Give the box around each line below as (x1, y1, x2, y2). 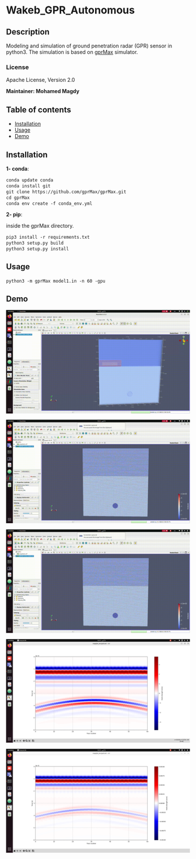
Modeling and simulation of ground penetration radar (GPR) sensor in (6, 42, 172, 49)
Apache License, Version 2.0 (6, 77, 75, 84)
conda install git (6, 183, 51, 189)
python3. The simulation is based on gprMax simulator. (6, 49, 138, 56)
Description (6, 27, 50, 37)
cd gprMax (6, 194, 30, 201)
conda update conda (6, 177, 54, 183)
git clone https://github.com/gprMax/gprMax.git (6, 188, 127, 195)
